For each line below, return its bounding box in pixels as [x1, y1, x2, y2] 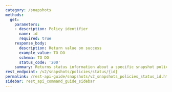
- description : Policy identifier [14, 27, 88, 32]
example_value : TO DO [18, 50, 66, 55]
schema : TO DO [18, 55, 50, 60]
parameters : [14, 21, 40, 27]
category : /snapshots [5, 7, 52, 13]
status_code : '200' [18, 60, 60, 65]
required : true [18, 36, 52, 41]
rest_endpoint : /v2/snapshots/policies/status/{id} [5, 70, 118, 75]
